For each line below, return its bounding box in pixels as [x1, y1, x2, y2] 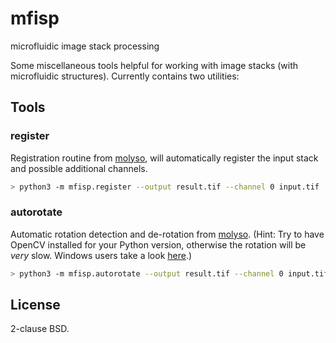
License [10, 297, 61, 314]
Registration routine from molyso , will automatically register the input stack [10, 152, 319, 164]
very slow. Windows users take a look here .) [10, 249, 193, 261]
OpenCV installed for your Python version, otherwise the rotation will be [10, 238, 307, 251]
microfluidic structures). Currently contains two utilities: [10, 70, 240, 82]
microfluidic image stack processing [10, 40, 160, 52]
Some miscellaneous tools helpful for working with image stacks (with [10, 59, 299, 71]
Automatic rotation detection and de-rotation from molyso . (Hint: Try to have [10, 228, 325, 240]
